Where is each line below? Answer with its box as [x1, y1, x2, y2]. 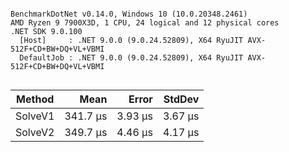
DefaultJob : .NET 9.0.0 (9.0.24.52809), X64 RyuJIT [19, 53, 244, 63]
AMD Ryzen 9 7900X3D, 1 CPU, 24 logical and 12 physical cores [10, 18, 280, 28]
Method [16, 92, 55, 106]
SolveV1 [15, 109, 55, 123]
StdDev [163, 92, 200, 106]
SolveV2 [15, 126, 55, 139]
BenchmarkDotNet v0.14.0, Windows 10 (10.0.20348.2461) [10, 9, 248, 19]
